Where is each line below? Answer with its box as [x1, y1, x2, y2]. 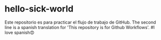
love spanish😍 [4, 29, 35, 35]
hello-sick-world [4, 3, 74, 14]
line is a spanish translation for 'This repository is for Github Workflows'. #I [4, 24, 155, 30]
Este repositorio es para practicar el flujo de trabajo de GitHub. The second [4, 19, 156, 25]
